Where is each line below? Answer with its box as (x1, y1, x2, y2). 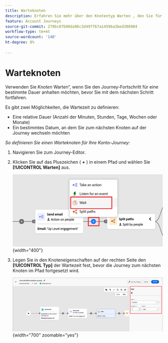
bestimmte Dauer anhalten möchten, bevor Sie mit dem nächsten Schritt (5, 89, 154, 95)
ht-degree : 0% (5, 40, 35, 45)
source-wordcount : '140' (5, 35, 57, 40)
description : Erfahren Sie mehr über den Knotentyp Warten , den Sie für (5, 13, 162, 19)
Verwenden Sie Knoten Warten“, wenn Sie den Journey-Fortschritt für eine (5, 84, 158, 90)
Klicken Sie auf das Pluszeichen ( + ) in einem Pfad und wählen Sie (12, 159, 150, 165)
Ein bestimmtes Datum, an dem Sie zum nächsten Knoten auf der (12, 124, 146, 130)
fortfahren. (5, 94, 27, 100)
